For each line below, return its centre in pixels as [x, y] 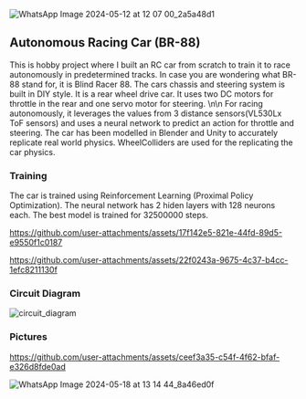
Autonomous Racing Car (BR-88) [105, 42]
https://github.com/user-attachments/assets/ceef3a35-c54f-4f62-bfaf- [145, 357]
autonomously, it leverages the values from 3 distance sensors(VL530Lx [146, 113]
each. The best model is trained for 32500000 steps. [109, 215]
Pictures [29, 337]
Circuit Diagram [45, 294]
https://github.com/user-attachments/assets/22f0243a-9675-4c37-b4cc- [149, 260]
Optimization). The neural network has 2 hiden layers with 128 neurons [142, 205]
